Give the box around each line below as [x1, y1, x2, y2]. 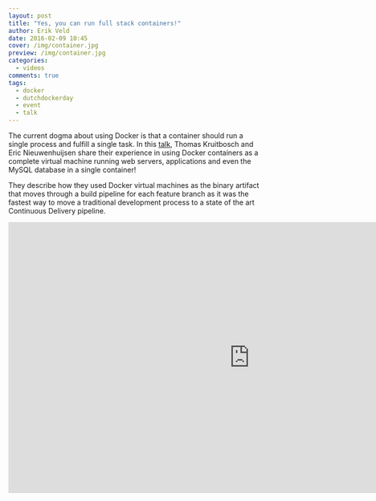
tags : [8, 79, 27, 87]
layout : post [8, 11, 52, 20]
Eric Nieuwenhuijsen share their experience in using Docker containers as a [8, 148, 259, 157]
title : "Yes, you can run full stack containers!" [8, 19, 182, 27]
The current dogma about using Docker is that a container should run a [8, 131, 243, 141]
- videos [15, 64, 45, 72]
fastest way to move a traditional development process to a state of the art [8, 198, 255, 207]
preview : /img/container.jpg [8, 49, 106, 57]
